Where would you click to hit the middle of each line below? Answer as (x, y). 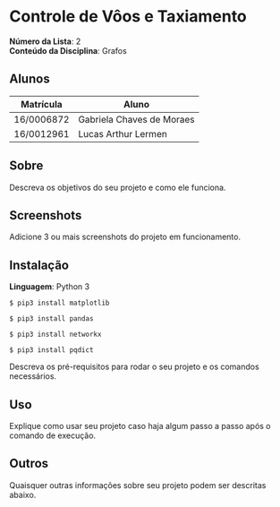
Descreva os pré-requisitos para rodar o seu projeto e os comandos (134, 367)
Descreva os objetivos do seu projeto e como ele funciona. (118, 187)
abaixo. (23, 494)
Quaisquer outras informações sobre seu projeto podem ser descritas (138, 485)
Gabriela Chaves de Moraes (136, 119)
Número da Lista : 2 (45, 41)
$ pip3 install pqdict (51, 350)
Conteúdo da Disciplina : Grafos (68, 50)
